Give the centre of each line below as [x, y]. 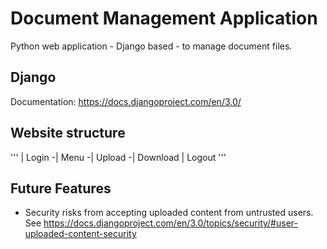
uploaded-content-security [80, 234]
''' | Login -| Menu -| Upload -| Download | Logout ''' [118, 157]
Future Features [61, 188]
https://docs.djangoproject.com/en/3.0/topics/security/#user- [170, 223]
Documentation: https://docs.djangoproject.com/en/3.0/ [126, 101]
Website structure [68, 133]
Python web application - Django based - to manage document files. [151, 46]
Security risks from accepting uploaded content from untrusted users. [169, 213]
